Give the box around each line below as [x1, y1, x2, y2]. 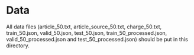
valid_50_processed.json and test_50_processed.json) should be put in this [6, 35, 188, 43]
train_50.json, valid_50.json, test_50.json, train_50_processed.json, [6, 29, 167, 36]
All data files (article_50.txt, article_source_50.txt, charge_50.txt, [6, 23, 162, 30]
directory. [6, 42, 30, 49]
